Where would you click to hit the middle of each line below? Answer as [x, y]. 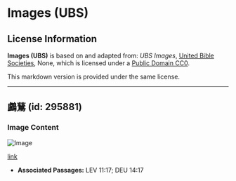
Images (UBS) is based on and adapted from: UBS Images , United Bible [111, 55]
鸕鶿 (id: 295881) [45, 107]
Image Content [33, 128]
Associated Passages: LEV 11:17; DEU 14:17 [80, 170]
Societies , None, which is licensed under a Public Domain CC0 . [99, 63]
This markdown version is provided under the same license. [94, 76]
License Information [52, 39]
